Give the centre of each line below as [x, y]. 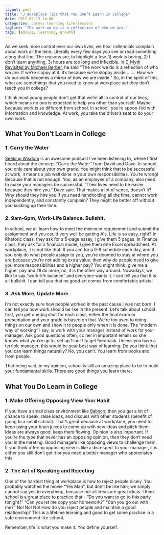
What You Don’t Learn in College [56, 134]
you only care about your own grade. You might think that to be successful [80, 169]
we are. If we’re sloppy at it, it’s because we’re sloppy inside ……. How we [79, 72]
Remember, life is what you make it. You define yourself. [62, 527]
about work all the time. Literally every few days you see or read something [81, 51]
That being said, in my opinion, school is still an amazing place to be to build [82, 366]
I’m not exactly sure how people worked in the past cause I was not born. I [80, 304]
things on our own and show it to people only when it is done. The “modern [81, 325]
